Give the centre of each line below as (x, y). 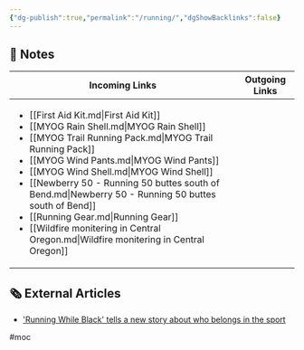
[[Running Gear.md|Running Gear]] (104, 217)
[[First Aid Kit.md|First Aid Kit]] (95, 116)
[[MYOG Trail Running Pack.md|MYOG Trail (121, 138)
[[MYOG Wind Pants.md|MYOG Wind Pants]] (124, 161)
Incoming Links (123, 85)
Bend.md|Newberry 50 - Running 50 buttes (123, 194)
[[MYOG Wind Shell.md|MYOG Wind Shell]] (122, 172)
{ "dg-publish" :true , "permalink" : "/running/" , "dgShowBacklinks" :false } (145, 18)
